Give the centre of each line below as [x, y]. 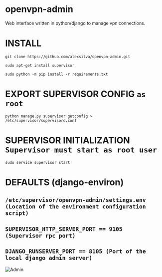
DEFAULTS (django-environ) [64, 182]
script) [17, 213]
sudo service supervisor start [38, 162]
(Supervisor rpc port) [40, 235]
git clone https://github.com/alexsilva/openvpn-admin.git [68, 57]
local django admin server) [49, 258]
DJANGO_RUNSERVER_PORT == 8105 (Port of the [76, 251]
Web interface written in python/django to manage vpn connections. [75, 23]
